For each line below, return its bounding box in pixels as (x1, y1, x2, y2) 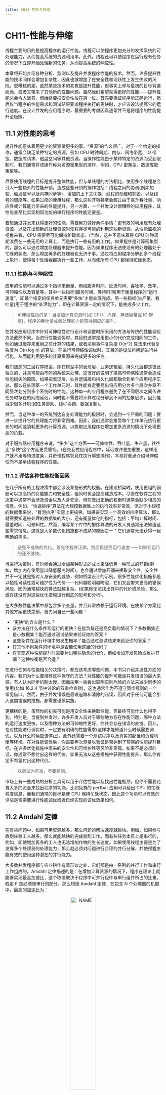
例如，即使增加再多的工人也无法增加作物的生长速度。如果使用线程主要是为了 (5, 839, 161, 845)
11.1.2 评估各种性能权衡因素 (5, 472, 70, 479)
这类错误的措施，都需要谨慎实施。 (9, 697, 79, 703)
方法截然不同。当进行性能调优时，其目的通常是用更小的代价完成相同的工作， (5, 335, 161, 340)
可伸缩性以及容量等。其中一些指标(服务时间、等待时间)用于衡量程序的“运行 (5, 289, 158, 295)
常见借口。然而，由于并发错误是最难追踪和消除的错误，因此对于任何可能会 (5, 691, 157, 697)
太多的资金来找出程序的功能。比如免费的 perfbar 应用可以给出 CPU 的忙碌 (9, 784, 160, 791)
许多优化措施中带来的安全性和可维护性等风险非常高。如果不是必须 (18, 745, 152, 751)
